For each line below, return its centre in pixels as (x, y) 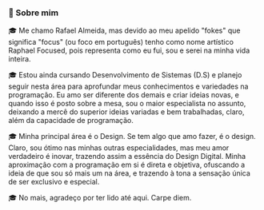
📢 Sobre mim (33, 13)
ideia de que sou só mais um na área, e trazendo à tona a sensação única (129, 173)
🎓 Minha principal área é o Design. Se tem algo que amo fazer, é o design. (132, 137)
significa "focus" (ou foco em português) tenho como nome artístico (121, 42)
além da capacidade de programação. (71, 121)
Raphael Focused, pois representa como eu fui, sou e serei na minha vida (129, 50)
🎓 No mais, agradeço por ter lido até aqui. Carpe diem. (100, 198)
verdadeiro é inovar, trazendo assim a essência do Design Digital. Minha (127, 157)
